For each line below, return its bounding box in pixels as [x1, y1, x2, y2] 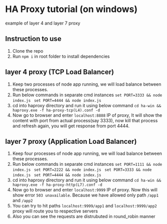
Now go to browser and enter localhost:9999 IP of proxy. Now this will [12, 187, 157, 193]
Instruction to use [5, 35, 61, 43]
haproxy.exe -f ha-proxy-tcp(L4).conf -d [12, 108, 100, 113]
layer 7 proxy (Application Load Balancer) [5, 137, 137, 146]
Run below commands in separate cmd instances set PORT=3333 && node [12, 92, 162, 98]
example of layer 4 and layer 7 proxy [5, 20, 80, 26]
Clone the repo [12, 48, 43, 54]
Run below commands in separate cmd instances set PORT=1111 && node [12, 161, 162, 167]
